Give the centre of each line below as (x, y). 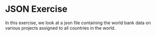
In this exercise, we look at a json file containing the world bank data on (78, 23)
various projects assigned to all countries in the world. (60, 28)
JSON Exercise (36, 9)
